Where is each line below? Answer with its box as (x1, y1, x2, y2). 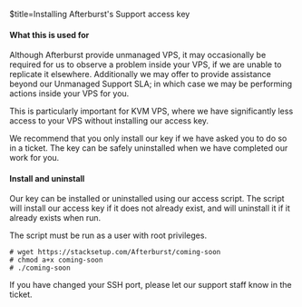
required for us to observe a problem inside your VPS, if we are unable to (9, 59, 283, 70)
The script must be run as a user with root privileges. (9, 230, 207, 241)
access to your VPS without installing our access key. (9, 115, 209, 126)
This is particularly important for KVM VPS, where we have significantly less (9, 105, 294, 117)
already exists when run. (9, 213, 102, 223)
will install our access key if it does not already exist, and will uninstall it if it (9, 203, 290, 213)
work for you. (9, 153, 60, 163)
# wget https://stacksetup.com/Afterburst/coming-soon (9, 248, 221, 257)
